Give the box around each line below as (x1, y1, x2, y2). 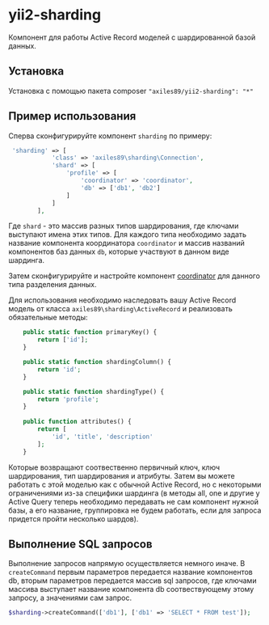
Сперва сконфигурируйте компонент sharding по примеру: (8, 131, 212, 141)
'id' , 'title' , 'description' (51, 433, 153, 441)
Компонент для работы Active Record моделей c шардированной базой (8, 32, 256, 42)
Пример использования (8, 109, 137, 123)
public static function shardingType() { (23, 387, 164, 395)
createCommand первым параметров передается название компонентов (8, 568, 253, 577)
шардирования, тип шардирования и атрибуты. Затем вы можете (8, 471, 236, 480)
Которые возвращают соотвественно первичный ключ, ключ (8, 462, 221, 472)
